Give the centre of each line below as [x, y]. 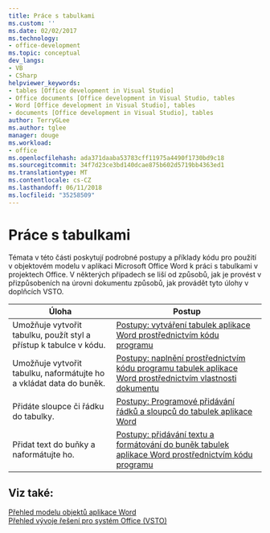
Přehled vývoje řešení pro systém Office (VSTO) [88, 521]
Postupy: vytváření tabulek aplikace [183, 325]
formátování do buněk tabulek [173, 445]
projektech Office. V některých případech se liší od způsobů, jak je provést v [135, 274]
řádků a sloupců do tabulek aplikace [184, 411]
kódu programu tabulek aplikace [177, 368]
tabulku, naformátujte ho [59, 373]
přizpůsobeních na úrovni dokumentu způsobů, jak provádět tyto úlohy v [129, 283]
